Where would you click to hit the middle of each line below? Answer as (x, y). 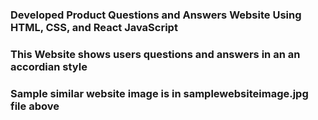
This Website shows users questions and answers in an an (155, 54)
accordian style (49, 66)
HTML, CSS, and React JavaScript (94, 27)
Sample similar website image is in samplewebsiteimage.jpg (159, 93)
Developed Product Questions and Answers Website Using (156, 15)
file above (35, 106)
